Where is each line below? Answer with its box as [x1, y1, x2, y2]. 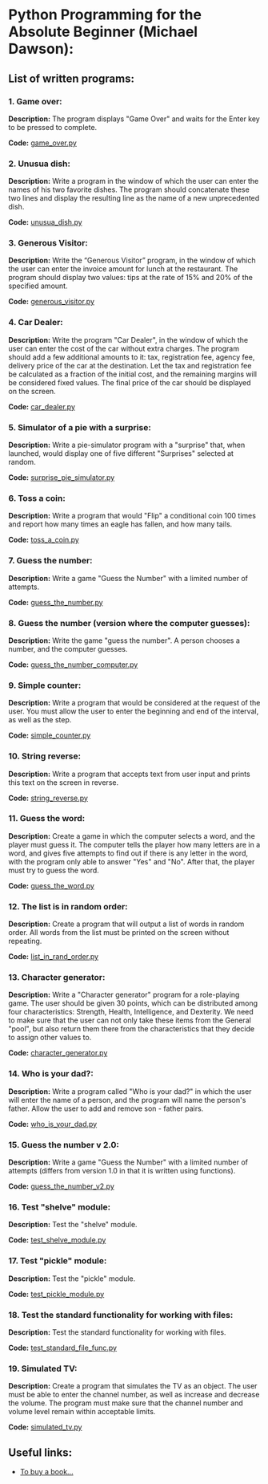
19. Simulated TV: [8, 1363, 78, 1374]
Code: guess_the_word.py [8, 880, 94, 890]
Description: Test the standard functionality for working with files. [8, 1327, 226, 1337]
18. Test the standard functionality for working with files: [8, 1309, 234, 1320]
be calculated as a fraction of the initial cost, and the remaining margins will [8, 369, 258, 379]
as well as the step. [8, 715, 72, 725]
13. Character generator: [8, 972, 106, 983]
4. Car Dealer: [8, 317, 64, 328]
